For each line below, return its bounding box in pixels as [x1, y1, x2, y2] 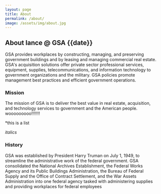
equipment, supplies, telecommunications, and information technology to [5, 67, 151, 73]
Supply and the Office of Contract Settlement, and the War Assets [5, 173, 137, 179]
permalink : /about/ [5, 16, 45, 21]
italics [5, 129, 17, 135]
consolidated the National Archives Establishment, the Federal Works [5, 163, 143, 169]
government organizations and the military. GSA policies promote [5, 72, 135, 78]
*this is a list [5, 120, 30, 126]
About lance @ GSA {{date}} [5, 38, 93, 47]
